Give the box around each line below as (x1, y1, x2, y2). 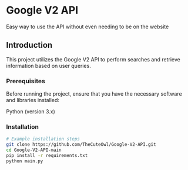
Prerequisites (6, 77, 45, 85)
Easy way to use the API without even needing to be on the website (6, 23, 169, 30)
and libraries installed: (6, 97, 60, 104)
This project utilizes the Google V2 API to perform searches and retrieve (6, 55, 180, 63)
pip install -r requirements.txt (6, 152, 88, 158)
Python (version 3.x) (6, 108, 56, 115)
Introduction (6, 40, 53, 50)
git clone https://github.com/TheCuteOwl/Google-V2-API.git (6, 142, 157, 148)
